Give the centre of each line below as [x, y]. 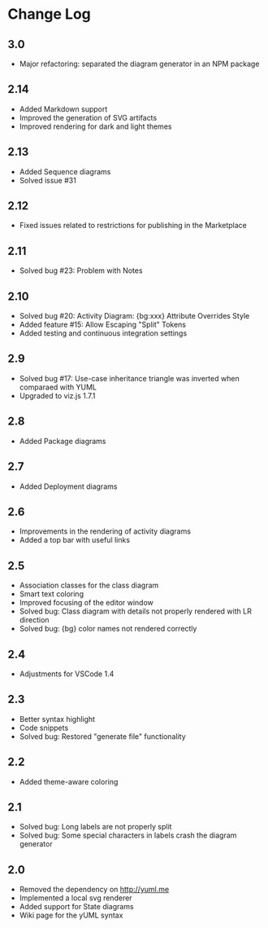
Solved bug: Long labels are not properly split [95, 827]
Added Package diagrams [63, 441]
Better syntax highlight [57, 719]
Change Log [49, 14]
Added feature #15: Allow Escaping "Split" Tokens [102, 325]
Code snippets [44, 728]
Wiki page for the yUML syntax [71, 915]
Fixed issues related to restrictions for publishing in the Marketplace [133, 226]
